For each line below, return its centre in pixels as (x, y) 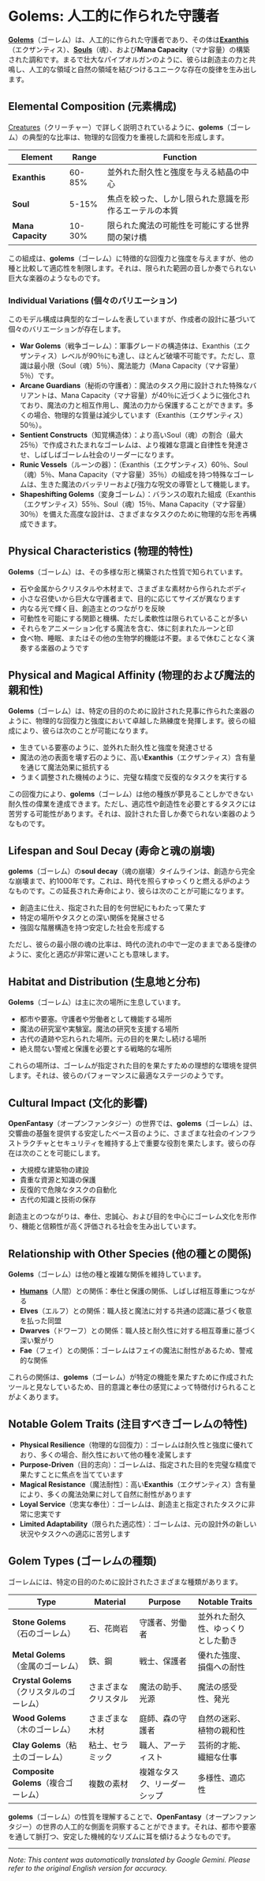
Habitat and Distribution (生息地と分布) (105, 982)
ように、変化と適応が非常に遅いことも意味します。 (91, 954)
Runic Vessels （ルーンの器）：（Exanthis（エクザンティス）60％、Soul (134, 465)
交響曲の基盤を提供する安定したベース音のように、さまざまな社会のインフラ (132, 1133)
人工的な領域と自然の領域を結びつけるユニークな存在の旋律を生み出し (143, 69)
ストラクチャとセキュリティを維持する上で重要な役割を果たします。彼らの (129, 1143)
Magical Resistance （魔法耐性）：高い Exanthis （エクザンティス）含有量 (138, 1484)
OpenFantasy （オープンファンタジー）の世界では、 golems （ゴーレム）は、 (132, 1124)
